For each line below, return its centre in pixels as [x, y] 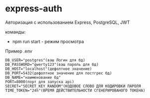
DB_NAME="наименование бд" [33, 77]
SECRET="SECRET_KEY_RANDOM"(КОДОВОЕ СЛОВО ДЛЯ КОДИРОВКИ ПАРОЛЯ [73, 86]
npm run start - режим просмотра [48, 41]
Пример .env [19, 51]
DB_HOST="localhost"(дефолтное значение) [49, 69]
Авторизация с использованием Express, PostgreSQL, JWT [68, 22]
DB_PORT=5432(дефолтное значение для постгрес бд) [59, 73]
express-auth [34, 9]
